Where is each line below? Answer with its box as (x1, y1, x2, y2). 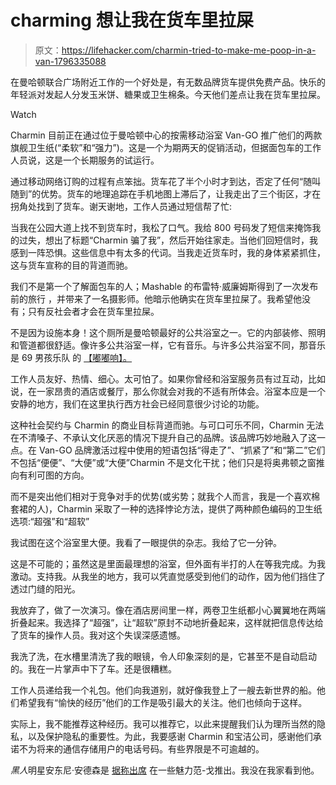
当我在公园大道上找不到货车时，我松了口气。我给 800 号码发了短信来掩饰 (10, 221, 313, 233)
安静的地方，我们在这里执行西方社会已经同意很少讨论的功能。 (10, 397, 265, 410)
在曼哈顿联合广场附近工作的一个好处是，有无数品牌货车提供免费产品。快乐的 (10, 76, 326, 88)
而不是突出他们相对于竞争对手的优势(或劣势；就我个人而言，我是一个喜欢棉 (10, 490, 321, 502)
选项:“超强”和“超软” (10, 515, 90, 527)
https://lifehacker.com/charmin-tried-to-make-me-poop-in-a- (61, 44, 317, 56)
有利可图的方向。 (18, 469, 90, 481)
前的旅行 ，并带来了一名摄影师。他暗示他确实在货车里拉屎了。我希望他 (10, 292, 302, 305)
